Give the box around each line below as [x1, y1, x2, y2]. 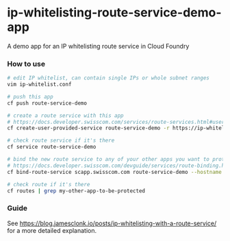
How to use [7, 59, 46, 68]
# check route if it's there [7, 181, 90, 188]
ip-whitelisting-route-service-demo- [7, 5, 222, 21]
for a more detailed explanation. [7, 226, 97, 234]
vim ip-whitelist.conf [7, 81, 72, 88]
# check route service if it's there [7, 137, 115, 144]
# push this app [7, 93, 53, 100]
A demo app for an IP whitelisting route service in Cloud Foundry [7, 42, 190, 50]
